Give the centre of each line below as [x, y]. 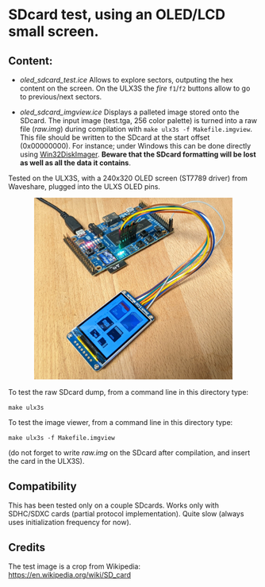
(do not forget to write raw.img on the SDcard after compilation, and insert [129, 453]
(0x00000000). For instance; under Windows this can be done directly [135, 146]
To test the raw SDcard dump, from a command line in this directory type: [128, 392]
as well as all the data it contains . [75, 163]
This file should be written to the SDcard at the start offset [115, 137]
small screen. [54, 31]
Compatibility [42, 486]
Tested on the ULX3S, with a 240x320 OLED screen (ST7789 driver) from [128, 178]
